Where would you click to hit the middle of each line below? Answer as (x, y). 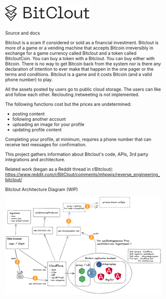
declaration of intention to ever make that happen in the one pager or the (79, 69)
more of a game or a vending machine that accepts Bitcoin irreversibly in (79, 48)
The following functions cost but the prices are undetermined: (68, 104)
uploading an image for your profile (48, 124)
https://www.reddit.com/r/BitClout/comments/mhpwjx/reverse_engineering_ (83, 174)
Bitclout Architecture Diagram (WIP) (42, 189)
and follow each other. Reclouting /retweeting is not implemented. (72, 95)
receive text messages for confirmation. (46, 144)
